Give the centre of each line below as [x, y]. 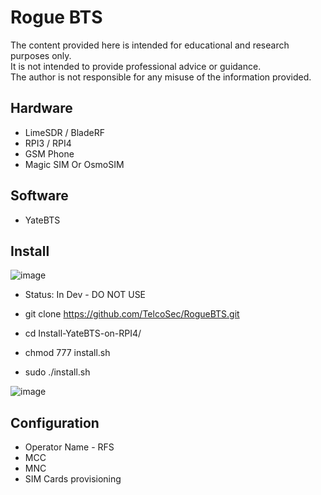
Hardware [41, 108]
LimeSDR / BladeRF [64, 132]
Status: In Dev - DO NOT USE [85, 295]
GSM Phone [49, 153]
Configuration [55, 422]
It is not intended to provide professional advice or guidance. [136, 66]
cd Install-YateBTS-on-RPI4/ [83, 333]
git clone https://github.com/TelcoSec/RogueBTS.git [132, 314]
